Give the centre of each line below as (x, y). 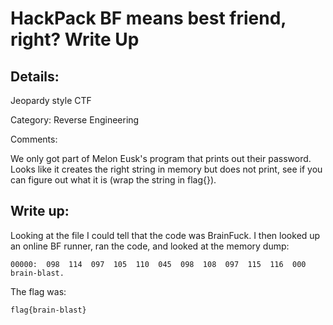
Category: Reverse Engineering (75, 120)
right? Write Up (75, 39)
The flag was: (38, 291)
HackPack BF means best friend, (148, 18)
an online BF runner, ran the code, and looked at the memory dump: (150, 246)
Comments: (34, 139)
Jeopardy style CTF (51, 100)
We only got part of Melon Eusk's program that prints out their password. (161, 158)
